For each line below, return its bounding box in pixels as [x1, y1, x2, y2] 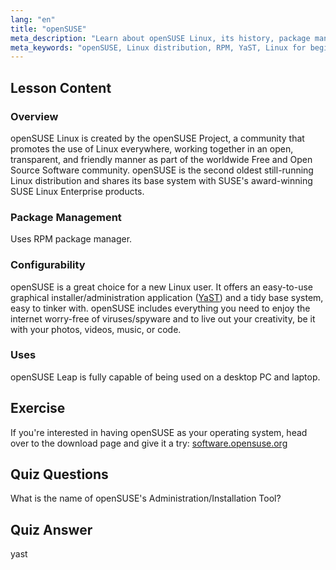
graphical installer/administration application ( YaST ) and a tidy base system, [10, 291, 324, 303]
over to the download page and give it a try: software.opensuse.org [10, 437, 288, 449]
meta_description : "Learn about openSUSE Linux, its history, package [10, 33, 311, 43]
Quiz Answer [10, 521, 93, 538]
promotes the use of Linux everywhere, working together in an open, [10, 142, 294, 155]
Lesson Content [10, 79, 112, 96]
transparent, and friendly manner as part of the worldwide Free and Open [10, 153, 313, 165]
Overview [10, 109, 59, 123]
